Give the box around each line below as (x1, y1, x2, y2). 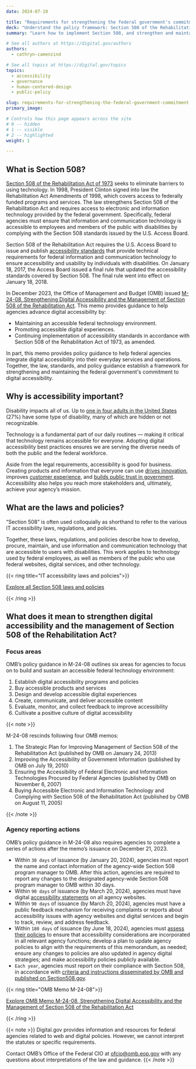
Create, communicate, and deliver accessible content (14, 697, 143, 704)
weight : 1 (6, 138, 30, 143)
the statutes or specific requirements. (6, 1039, 96, 1046)
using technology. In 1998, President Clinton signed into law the (6, 186, 159, 193)
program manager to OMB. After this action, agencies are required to (14, 869, 180, 876)
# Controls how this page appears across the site (6, 116, 132, 122)
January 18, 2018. (6, 279, 48, 286)
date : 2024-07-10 (6, 8, 48, 15)
